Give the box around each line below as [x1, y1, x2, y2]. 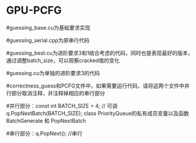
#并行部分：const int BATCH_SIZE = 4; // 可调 [6, 102, 118, 109]
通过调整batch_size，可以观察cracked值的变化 [6, 57, 120, 64]
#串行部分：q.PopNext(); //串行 [6, 129, 83, 137]
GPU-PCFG [6, 4, 62, 17]
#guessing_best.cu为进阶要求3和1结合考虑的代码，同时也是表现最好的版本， [6, 49, 194, 57]
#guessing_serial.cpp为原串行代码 [6, 36, 90, 43]
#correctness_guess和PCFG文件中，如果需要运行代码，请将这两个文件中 [6, 82, 185, 89]
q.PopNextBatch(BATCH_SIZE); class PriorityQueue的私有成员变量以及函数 [6, 110, 189, 117]
